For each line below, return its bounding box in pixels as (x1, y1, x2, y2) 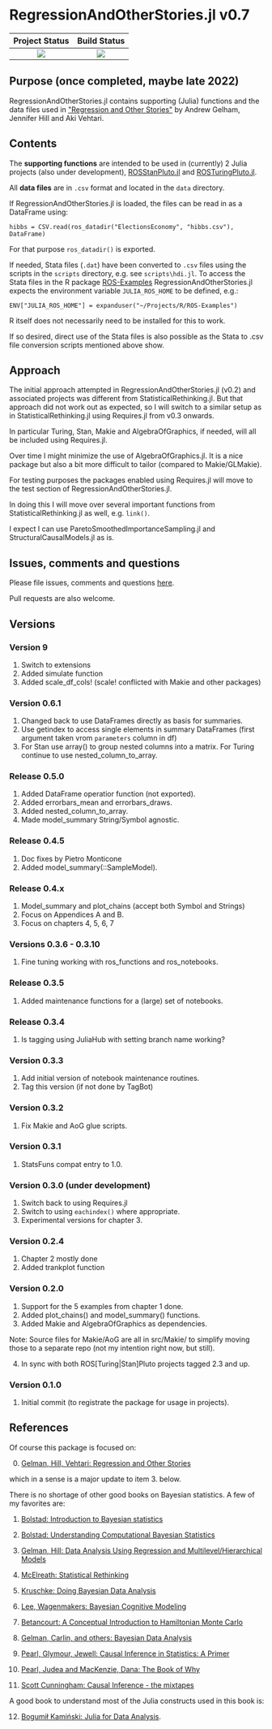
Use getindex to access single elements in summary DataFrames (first (20, 724, 255, 734)
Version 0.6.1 (9, 697, 62, 708)
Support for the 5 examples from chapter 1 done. (20, 1301, 184, 1311)
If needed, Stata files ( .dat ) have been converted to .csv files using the (9, 260, 247, 270)
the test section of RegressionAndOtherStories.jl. (9, 484, 172, 494)
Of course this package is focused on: (9, 1442, 137, 1452)
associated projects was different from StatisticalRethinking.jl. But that (9, 394, 244, 404)
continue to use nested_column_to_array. (20, 750, 158, 760)
